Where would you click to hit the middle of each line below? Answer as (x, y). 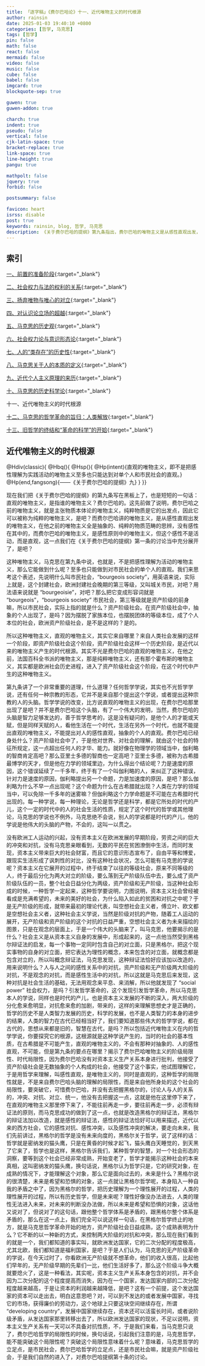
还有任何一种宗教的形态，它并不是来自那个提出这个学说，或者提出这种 (105, 695)
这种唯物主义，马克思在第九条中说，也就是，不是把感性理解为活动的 (92, 562)
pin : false (20, 40)
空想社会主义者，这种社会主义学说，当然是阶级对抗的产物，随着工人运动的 (105, 914)
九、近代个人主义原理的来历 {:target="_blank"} (64, 378)
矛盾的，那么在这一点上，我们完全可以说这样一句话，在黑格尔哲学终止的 (97, 1219)
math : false (21, 46)
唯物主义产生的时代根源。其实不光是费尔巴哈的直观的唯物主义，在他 (102, 651)
